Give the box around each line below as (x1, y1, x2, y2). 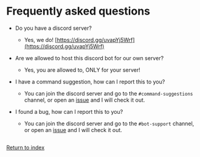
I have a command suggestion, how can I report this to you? (15, 78, 165, 85)
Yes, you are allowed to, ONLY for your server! (24, 66, 141, 74)
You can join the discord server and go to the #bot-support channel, (24, 120, 195, 127)
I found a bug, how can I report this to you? (15, 108, 123, 115)
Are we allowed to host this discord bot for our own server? (15, 54, 164, 61)
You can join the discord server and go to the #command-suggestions (24, 89, 193, 97)
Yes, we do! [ (24, 36, 57, 43)
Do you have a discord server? (15, 24, 92, 32)
